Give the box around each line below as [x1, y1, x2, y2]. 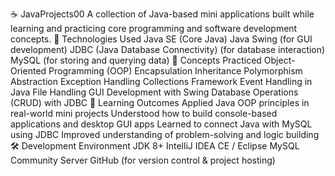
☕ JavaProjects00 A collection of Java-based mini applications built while [10, 8, 315, 20]
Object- [263, 54, 296, 66]
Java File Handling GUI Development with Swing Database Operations [10, 86, 299, 98]
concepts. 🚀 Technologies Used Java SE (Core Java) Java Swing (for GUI [10, 33, 313, 45]
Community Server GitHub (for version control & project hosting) [10, 154, 276, 166]
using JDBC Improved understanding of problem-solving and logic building [10, 129, 320, 140]
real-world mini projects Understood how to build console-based [10, 108, 278, 119]
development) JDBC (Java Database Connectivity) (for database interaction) [10, 44, 326, 55]
